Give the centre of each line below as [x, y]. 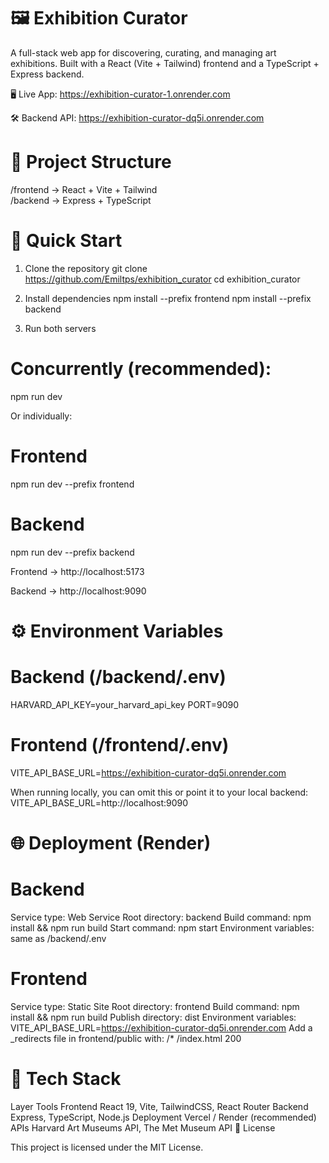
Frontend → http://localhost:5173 [77, 571]
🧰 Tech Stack [66, 1078]
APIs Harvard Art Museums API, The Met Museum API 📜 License [143, 1127]
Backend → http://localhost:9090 [78, 591]
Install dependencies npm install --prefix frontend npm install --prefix [168, 298]
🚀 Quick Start [66, 241]
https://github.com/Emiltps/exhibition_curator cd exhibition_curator [162, 279]
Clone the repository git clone [86, 268]
